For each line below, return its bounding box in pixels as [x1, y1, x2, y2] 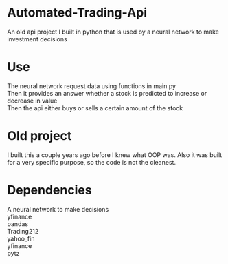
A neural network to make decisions [7, 205, 109, 213]
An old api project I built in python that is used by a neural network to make [7, 28, 220, 36]
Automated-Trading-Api [7, 5, 148, 21]
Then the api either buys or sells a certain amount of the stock [7, 103, 183, 112]
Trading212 [7, 227, 39, 235]
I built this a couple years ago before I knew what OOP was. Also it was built [7, 150, 223, 159]
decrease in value [7, 97, 58, 105]
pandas [7, 219, 29, 228]
